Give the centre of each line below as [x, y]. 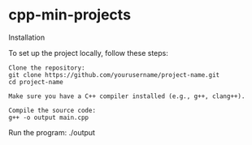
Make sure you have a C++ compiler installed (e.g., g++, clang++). [127, 96]
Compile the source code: [52, 110]
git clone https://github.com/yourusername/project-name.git [114, 75]
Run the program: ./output [52, 132]
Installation [27, 37]
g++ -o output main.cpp [49, 117]
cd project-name [36, 82]
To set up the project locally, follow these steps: [89, 53]
